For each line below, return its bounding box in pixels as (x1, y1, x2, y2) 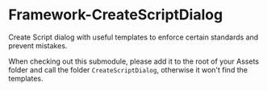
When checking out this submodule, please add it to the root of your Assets (8, 56, 260, 66)
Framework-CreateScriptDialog (8, 6, 223, 24)
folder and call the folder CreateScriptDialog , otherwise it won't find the (8, 64, 248, 74)
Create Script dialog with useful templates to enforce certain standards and (8, 32, 259, 42)
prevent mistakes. (8, 40, 68, 50)
